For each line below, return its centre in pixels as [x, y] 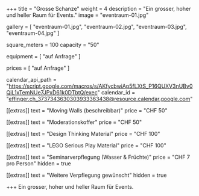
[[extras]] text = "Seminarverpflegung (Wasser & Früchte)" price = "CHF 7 [98, 157]
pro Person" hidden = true [39, 164]
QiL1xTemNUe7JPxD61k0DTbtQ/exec [52, 92]
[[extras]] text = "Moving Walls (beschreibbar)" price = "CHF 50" [87, 110]
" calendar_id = [116, 92]
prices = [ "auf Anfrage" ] [38, 68]
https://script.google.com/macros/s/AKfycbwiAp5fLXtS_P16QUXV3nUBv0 [101, 86]
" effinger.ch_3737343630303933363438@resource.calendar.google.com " [99, 99]
